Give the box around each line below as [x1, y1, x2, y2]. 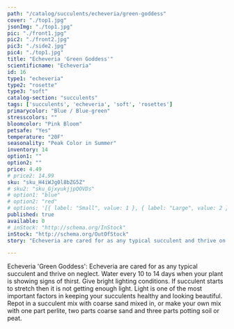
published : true [7, 211, 54, 218]
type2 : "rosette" [7, 82, 58, 89]
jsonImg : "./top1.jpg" [7, 23, 73, 30]
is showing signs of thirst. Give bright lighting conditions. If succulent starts [7, 277, 224, 286]
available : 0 [7, 217, 45, 224]
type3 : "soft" [7, 88, 49, 95]
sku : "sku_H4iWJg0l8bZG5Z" [7, 178, 86, 185]
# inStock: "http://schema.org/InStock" [7, 224, 127, 231]
